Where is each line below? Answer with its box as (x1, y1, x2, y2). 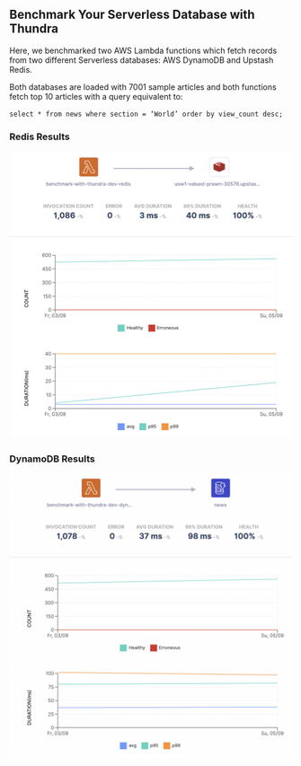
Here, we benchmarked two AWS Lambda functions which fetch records (9, 45, 278, 56)
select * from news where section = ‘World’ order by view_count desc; (9, 110, 283, 119)
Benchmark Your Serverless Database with (9, 7, 255, 22)
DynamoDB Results (9, 453, 96, 465)
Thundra (9, 22, 58, 37)
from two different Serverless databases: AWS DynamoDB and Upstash (9, 54, 274, 66)
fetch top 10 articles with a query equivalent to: (9, 91, 183, 101)
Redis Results (9, 130, 70, 143)
